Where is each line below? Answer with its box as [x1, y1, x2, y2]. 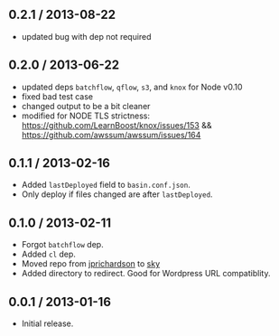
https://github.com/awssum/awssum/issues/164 [21, 129, 201, 140]
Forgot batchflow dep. [21, 239, 105, 250]
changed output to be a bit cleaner [21, 100, 151, 111]
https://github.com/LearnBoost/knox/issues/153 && [21, 119, 212, 130]
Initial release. [21, 318, 74, 329]
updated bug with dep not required [21, 31, 152, 42]
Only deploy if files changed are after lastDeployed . [21, 189, 213, 200]
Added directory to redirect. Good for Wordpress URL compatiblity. [21, 268, 271, 279]
